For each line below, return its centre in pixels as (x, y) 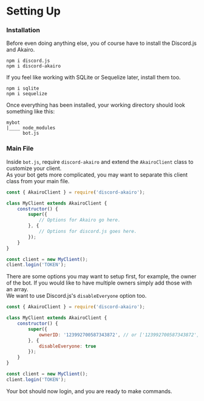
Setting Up (33, 11)
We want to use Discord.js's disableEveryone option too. (76, 296)
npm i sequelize (27, 94)
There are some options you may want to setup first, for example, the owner (101, 277)
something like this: (31, 112)
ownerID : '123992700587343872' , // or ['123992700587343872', (119, 335)
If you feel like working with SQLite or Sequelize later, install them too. (93, 78)
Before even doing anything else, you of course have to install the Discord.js (102, 43)
